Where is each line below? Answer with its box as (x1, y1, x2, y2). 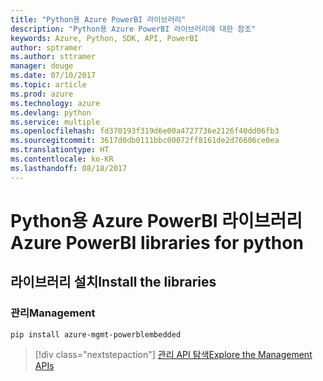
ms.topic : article (10, 80, 87, 90)
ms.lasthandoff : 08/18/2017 (10, 163, 128, 173)
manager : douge (10, 61, 74, 71)
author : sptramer (10, 42, 83, 53)
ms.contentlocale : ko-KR (10, 154, 114, 164)
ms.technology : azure (10, 98, 101, 108)
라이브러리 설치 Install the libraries (10, 274, 217, 291)
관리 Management (10, 306, 96, 320)
